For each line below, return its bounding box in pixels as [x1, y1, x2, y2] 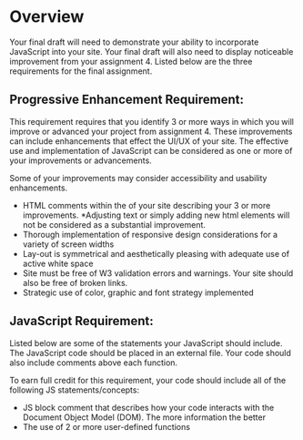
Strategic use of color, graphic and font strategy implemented [22, 287, 255, 298]
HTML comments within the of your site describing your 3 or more [22, 200, 271, 210]
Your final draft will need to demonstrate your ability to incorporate [9, 36, 259, 47]
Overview [9, 6, 85, 27]
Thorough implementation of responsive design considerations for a [22, 229, 278, 240]
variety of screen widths [22, 239, 115, 250]
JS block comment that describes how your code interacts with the [22, 402, 275, 413]
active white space [22, 258, 94, 269]
